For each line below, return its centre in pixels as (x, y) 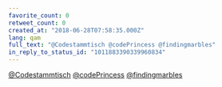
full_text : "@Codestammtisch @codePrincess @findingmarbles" (112, 45)
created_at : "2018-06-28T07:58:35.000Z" (77, 30)
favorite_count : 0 (39, 15)
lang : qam (25, 38)
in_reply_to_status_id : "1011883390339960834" (87, 52)
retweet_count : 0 (37, 23)
